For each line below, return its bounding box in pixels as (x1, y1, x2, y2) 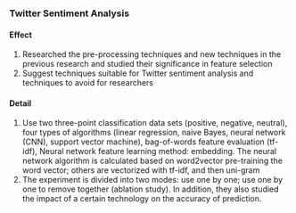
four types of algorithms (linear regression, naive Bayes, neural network (21, 127, 286, 138)
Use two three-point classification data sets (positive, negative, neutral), (21, 118, 288, 128)
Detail (9, 97, 32, 109)
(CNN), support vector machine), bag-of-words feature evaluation (21, 136, 265, 147)
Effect (9, 29, 33, 40)
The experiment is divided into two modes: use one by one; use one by (21, 175, 284, 185)
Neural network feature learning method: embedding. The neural (39, 146, 277, 157)
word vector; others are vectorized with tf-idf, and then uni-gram (21, 165, 260, 176)
